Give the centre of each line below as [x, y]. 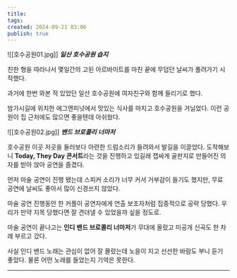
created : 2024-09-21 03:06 [47, 27]
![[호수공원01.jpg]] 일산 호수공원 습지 [58, 54]
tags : [15, 20]
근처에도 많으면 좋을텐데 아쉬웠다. [74, 117]
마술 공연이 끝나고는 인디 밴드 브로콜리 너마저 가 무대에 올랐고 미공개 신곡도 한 [113, 227]
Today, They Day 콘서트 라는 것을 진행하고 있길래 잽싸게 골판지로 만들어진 [117, 156]
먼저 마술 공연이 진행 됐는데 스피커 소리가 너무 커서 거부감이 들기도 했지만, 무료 [115, 180]
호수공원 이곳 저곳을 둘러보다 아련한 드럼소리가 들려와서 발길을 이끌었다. [106, 147]
